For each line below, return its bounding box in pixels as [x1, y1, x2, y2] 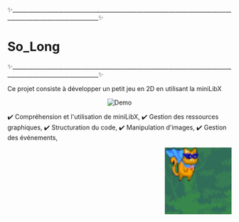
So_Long [7, 38, 60, 55]
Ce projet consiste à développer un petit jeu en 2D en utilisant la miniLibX [7, 84, 222, 92]
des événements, [7, 133, 58, 142]
